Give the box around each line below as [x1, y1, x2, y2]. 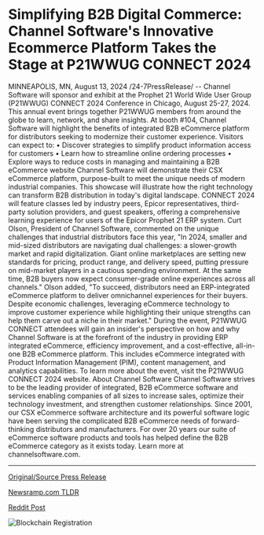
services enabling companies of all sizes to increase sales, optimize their [8, 391, 244, 400]
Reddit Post [8, 502, 46, 512]
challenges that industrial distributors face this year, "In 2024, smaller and [8, 232, 247, 242]
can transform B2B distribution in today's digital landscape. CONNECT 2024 [8, 190, 255, 200]
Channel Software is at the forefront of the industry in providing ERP [8, 332, 229, 341]
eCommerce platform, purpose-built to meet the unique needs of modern [8, 173, 246, 183]
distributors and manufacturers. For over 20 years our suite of [35, 424, 236, 434]
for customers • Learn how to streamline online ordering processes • [8, 148, 232, 158]
